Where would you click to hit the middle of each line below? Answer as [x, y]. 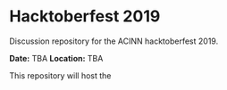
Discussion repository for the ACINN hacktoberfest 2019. [114, 41]
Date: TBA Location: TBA [56, 58]
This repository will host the [60, 75]
